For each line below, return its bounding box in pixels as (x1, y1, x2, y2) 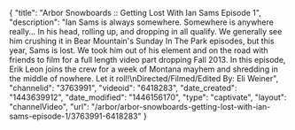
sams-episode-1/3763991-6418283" (9, 111, 142, 121)
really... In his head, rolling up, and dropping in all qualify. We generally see (9, 27, 283, 36)
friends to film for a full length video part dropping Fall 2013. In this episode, (9, 55, 286, 65)
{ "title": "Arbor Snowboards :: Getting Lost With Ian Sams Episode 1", (9, 8, 261, 18)
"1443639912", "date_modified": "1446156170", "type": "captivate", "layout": (9, 92, 287, 103)
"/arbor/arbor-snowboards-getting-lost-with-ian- (91, 102, 271, 111)
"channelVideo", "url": (9, 102, 90, 111)
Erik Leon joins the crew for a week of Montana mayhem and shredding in (9, 64, 279, 74)
